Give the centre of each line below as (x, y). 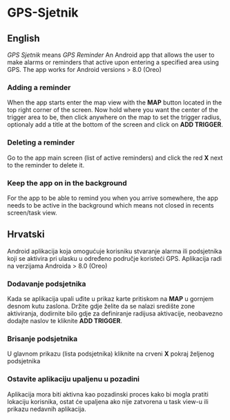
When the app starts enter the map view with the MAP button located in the (115, 102)
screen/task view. (32, 212)
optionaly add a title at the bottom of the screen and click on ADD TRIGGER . (115, 125)
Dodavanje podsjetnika (47, 284)
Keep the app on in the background (67, 183)
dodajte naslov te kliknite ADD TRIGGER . (65, 321)
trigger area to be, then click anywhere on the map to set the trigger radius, (114, 117)
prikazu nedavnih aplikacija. (47, 409)
